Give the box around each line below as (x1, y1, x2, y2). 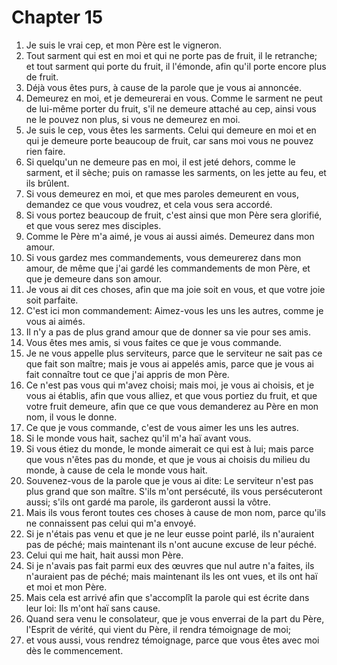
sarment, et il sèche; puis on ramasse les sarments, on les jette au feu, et (25, 166, 327, 178)
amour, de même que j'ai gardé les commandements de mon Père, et (25, 262, 311, 274)
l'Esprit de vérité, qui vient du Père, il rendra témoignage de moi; (25, 623, 292, 635)
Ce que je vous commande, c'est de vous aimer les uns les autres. (25, 421, 299, 433)
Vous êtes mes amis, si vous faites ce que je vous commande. (25, 336, 282, 348)
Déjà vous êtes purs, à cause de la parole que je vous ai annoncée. (25, 81, 302, 93)
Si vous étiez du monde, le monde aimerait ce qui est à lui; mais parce (25, 442, 314, 455)
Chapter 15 (11, 6, 104, 29)
